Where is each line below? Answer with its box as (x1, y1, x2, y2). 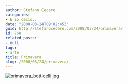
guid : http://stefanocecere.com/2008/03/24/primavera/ (5, 26, 123, 31)
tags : (5, 45, 17, 50)
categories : (5, 12, 30, 17)
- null (5, 40, 19, 46)
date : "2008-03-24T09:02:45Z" (5, 21, 69, 27)
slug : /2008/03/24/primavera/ (5, 59, 69, 64)
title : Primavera (5, 54, 42, 60)
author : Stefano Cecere (5, 7, 56, 13)
